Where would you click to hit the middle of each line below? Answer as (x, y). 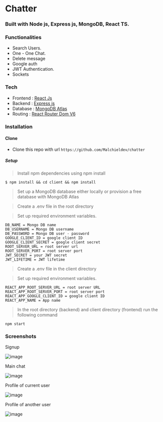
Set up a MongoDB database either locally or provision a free (79, 191)
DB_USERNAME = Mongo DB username (40, 229)
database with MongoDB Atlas (48, 196)
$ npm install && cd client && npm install (51, 182)
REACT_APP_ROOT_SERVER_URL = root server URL (53, 287)
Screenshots (21, 336)
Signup (12, 347)
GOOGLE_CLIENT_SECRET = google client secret (53, 242)
